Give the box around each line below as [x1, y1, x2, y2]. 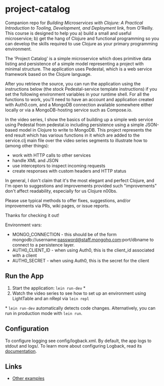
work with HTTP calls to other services [12, 152, 91, 158]
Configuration [5, 324, 49, 333]
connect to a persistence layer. [12, 242, 75, 247]
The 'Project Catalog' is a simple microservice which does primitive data [5, 55, 151, 61]
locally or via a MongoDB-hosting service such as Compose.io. [5, 107, 133, 113]
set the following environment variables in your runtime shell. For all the [5, 91, 150, 97]
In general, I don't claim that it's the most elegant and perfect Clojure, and [5, 177, 155, 183]
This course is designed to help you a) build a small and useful [5, 30, 132, 36]
